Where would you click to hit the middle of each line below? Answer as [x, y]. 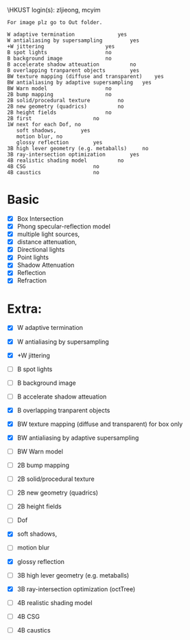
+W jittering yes [61, 47]
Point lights [33, 257]
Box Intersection [40, 218]
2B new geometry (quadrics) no [66, 106]
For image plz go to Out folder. [55, 23]
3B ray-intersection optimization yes [73, 154]
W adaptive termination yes [67, 34]
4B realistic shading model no [66, 161]
